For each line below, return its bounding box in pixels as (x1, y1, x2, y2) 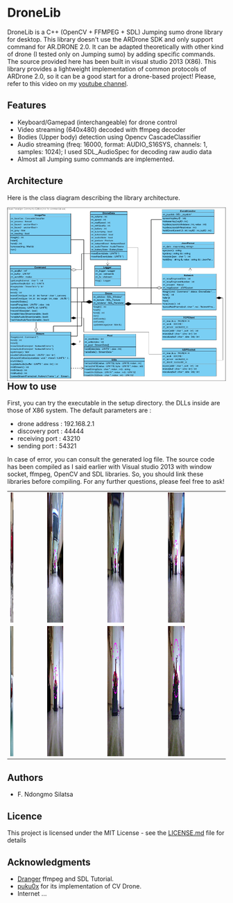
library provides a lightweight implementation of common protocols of (7, 65, 207, 73)
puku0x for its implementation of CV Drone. (17, 881, 142, 890)
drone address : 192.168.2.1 (17, 419, 95, 428)
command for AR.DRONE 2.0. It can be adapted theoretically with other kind (7, 42, 224, 51)
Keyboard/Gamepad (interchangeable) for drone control (17, 118, 178, 126)
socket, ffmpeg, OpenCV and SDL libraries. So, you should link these (7, 470, 204, 478)
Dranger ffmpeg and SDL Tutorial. (17, 875, 114, 883)
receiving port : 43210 (17, 434, 81, 442)
